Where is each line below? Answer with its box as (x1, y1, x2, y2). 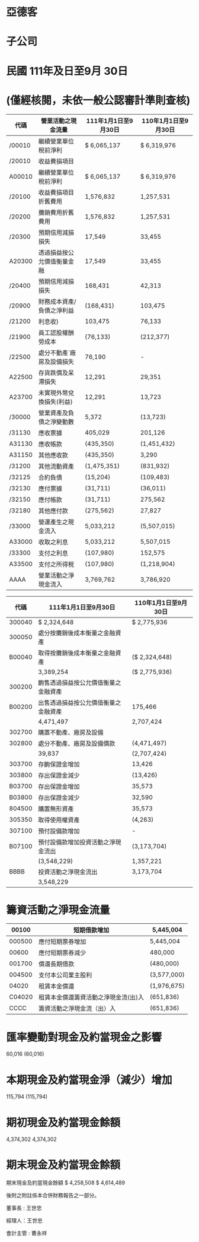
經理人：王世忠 (6, 1217, 43, 1224)
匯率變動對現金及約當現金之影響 (6, 1031, 162, 1044)
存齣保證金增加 (38, 760, 80, 768)
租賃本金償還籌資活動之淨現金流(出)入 (38, 993, 145, 1002)
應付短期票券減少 (38, 949, 86, 957)
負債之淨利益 (38, 306, 74, 315)
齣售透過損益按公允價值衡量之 (38, 678, 121, 686)
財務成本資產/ (38, 297, 76, 306)
